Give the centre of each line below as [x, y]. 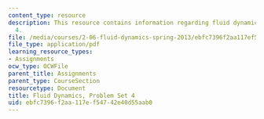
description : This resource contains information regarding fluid [119, 23]
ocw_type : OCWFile [38, 67]
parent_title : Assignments [52, 74]
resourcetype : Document [47, 88]
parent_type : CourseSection [54, 81]
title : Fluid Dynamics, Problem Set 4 [71, 96]
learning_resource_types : [50, 52]
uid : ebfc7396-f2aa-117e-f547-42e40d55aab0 [81, 103]
